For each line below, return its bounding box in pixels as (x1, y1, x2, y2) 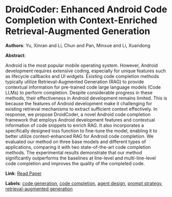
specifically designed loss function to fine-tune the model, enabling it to (5, 127, 158, 134)
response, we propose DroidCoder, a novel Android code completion (5, 111, 150, 117)
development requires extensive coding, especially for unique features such (5, 68, 166, 74)
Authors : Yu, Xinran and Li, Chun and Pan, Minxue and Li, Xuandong (5, 42, 150, 48)
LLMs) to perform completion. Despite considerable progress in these (5, 89, 153, 95)
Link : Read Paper (5, 170, 42, 176)
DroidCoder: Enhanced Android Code (5, 4, 167, 15)
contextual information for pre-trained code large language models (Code (5, 84, 161, 90)
